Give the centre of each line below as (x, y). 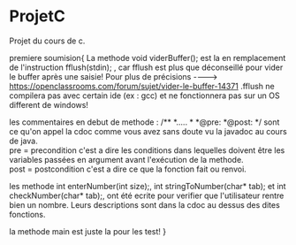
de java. (23, 141)
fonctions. (27, 214)
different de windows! (49, 104)
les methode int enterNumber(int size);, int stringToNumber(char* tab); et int (148, 186)
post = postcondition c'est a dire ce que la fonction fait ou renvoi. (128, 169)
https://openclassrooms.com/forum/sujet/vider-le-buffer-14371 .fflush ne (142, 86)
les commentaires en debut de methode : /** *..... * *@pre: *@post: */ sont (144, 122)
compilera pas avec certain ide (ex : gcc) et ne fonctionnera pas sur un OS (144, 96)
